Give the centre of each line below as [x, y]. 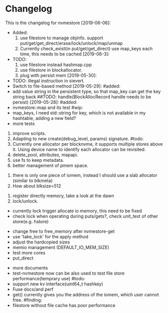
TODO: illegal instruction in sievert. [48, 81]
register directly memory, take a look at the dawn [63, 196]
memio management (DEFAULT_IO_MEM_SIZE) [61, 247]
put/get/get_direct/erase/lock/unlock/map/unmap [71, 43]
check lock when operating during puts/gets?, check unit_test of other [85, 216]
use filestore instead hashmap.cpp [56, 65]
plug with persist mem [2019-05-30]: [58, 75]
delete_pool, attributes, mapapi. [45, 155]
